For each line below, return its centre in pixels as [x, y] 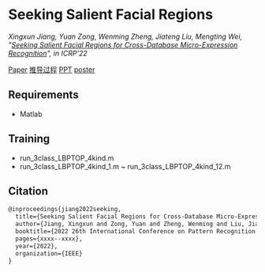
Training [29, 139]
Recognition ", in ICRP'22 [48, 53]
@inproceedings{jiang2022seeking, [65, 210]
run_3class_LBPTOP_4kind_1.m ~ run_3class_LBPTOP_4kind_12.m [125, 166]
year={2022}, [37, 246]
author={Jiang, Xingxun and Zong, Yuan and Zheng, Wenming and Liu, [130, 224]
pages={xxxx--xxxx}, [49, 239]
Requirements [43, 95]
